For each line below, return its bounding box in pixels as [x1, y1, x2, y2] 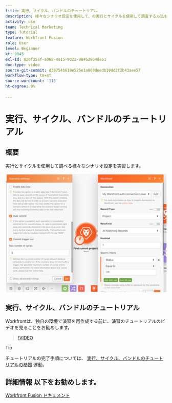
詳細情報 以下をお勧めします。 [5, 378, 101, 387]
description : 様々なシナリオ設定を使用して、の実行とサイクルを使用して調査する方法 [5, 13, 164, 19]
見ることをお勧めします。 [18, 324, 73, 330]
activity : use [5, 19, 36, 24]
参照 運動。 [23, 361, 47, 368]
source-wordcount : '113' [5, 78, 58, 84]
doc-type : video [5, 62, 40, 68]
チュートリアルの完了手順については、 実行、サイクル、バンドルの [5, 355, 146, 361]
